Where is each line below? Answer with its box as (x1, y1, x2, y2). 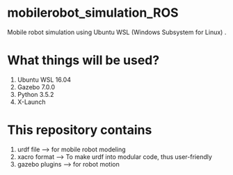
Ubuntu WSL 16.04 (17, 75, 72, 84)
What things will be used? (7, 52, 160, 68)
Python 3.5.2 (17, 90, 54, 98)
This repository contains (7, 122, 152, 138)
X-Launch (17, 98, 46, 106)
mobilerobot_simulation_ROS (7, 5, 179, 21)
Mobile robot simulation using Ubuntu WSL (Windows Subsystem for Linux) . (7, 28, 227, 36)
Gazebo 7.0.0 (17, 82, 56, 91)
